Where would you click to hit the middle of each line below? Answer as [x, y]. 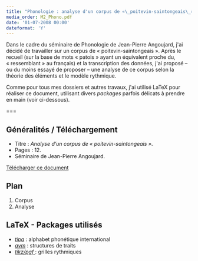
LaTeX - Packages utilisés [54, 225]
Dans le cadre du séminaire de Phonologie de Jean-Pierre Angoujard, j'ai [95, 45]
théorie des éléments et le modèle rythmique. [61, 76]
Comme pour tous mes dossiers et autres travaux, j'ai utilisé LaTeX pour [93, 87]
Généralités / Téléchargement [62, 130]
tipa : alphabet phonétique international [62, 239]
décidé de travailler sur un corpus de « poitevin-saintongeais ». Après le [94, 51]
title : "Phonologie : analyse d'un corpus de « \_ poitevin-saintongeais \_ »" [101, 11]
